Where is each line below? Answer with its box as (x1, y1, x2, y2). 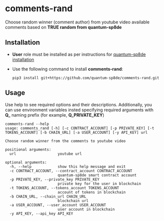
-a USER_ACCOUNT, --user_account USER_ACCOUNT (9, 202, 106, 207)
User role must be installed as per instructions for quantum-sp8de (12, 51, 146, 57)
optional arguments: (5, 160, 47, 165)
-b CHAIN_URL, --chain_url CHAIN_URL (9, 194, 87, 199)
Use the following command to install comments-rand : (12, 66, 123, 72)
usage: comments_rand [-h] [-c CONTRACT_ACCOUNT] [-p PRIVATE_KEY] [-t (5, 125, 154, 131)
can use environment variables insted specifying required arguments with (5, 107, 154, 113)
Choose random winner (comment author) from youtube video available (5, 19, 150, 25)
